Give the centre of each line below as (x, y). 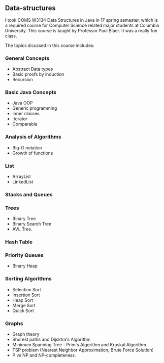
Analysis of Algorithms (33, 137)
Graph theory (26, 334)
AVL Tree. (22, 229)
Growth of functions (33, 153)
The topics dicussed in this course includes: (50, 45)
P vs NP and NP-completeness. (44, 355)
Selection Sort (27, 289)
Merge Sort (24, 305)
